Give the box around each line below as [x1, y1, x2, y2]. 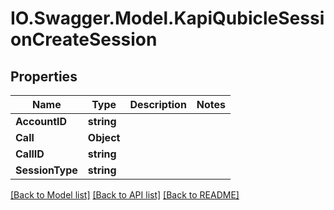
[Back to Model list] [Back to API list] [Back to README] [10, 189, 240, 201]
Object [87, 131, 121, 144]
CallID [15, 147, 45, 161]
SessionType [15, 163, 78, 177]
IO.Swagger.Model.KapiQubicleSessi [10, 7, 325, 30]
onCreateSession [10, 28, 158, 51]
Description [129, 98, 187, 111]
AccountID [15, 115, 68, 128]
